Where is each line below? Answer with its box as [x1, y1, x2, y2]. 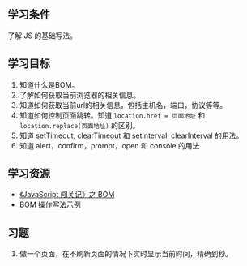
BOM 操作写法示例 [19, 199, 82, 209]
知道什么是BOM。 [19, 79, 79, 89]
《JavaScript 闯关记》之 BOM [19, 190, 115, 199]
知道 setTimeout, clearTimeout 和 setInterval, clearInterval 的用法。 [19, 131, 244, 140]
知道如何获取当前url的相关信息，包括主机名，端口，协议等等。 [19, 100, 228, 109]
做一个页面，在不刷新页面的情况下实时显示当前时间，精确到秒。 [19, 249, 232, 259]
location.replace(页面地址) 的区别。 [19, 120, 140, 130]
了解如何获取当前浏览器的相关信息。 [19, 90, 141, 100]
